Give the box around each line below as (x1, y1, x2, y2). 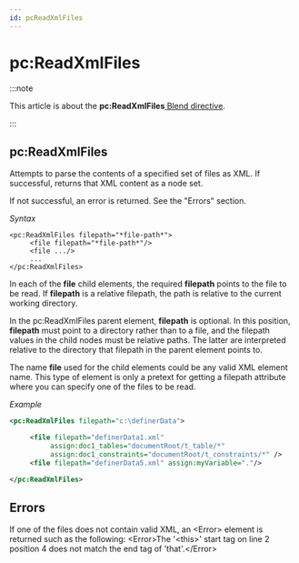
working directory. (9, 297, 78, 309)
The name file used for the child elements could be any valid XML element (9, 362, 288, 373)
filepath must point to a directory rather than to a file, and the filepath (9, 325, 271, 337)
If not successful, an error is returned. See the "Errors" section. (9, 196, 247, 206)
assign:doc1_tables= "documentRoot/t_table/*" (49, 442, 225, 451)
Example (9, 399, 43, 410)
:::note (9, 83, 34, 94)
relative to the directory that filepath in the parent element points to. (9, 345, 264, 356)
